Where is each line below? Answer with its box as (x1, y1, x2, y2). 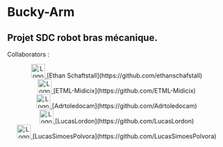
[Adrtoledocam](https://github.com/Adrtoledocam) (51, 102, 197, 110)
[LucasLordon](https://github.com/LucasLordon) (55, 117, 195, 125)
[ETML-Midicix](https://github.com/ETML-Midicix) (53, 87, 196, 94)
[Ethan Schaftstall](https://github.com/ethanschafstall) (47, 71, 203, 80)
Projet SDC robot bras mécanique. (7, 32, 158, 44)
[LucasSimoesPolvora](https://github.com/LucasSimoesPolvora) (32, 132, 217, 140)
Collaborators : (7, 50, 50, 58)
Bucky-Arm (7, 4, 75, 20)
